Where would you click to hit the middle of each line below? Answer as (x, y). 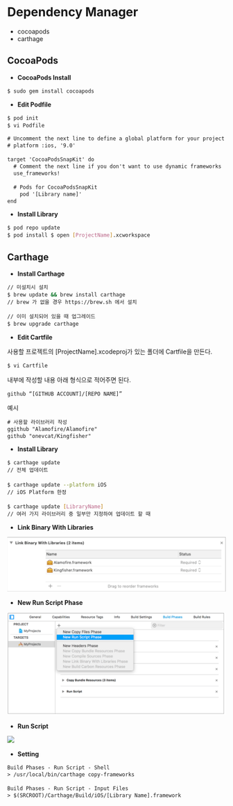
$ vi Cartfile (28, 366)
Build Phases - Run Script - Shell (59, 767)
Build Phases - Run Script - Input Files (68, 788)
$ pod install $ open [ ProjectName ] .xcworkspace (79, 235)
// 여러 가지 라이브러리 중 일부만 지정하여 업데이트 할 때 (79, 514)
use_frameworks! (37, 174)
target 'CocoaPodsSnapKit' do (51, 160)
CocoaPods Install (44, 77)
